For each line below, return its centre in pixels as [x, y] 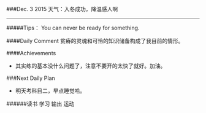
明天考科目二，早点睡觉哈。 [50, 91]
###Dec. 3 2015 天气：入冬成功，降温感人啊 [62, 9]
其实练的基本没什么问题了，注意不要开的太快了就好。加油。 [90, 66]
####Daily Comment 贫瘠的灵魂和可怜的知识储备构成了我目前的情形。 [95, 41]
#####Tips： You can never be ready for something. [73, 28]
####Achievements [31, 53]
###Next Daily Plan [31, 78]
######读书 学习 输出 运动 [40, 104]
